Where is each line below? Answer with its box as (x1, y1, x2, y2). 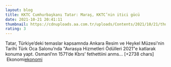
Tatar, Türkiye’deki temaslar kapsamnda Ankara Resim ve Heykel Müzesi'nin (5, 40, 164, 46)
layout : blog (5, 7, 33, 13)
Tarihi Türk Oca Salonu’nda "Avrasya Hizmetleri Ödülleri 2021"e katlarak (5, 46, 156, 52)
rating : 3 (5, 26, 26, 31)
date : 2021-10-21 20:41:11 (5, 17, 63, 22)
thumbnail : (5, 21, 28, 27)
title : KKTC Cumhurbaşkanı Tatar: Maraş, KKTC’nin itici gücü (5, 12, 140, 17)
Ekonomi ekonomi (6, 56, 43, 62)
